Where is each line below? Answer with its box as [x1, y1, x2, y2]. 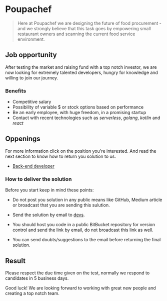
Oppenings [5, 135, 41, 143]
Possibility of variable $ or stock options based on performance [12, 104, 144, 110]
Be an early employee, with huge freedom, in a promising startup [12, 110, 146, 116]
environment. [17, 36, 45, 42]
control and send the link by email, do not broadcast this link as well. [12, 227, 153, 233]
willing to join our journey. [5, 74, 58, 81]
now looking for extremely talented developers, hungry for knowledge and [5, 69, 158, 75]
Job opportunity [5, 51, 57, 59]
